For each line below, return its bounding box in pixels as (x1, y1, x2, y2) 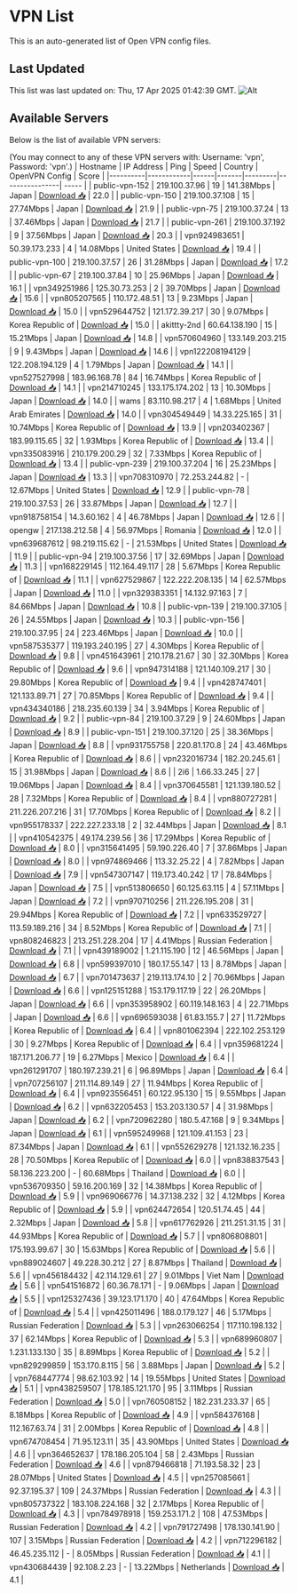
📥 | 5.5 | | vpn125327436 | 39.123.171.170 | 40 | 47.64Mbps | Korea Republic (9, 1293, 286, 1303)
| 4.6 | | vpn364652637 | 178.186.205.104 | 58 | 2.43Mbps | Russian (9, 1448, 255, 1459)
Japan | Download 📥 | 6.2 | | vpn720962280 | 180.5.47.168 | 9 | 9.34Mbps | (9, 1114, 285, 1125)
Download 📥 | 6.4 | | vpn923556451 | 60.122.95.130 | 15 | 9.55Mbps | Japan (9, 1088, 286, 1098)
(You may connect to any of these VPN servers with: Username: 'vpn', (9, 151, 265, 162)
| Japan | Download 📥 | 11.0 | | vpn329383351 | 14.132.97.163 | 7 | (9, 587, 248, 598)
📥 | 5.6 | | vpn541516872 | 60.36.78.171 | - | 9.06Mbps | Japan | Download (9, 1279, 279, 1290)
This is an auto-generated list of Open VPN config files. (9, 36, 211, 46)
